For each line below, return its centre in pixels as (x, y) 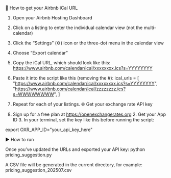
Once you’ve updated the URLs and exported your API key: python (75, 149)
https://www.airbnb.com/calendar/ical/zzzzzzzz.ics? (70, 89)
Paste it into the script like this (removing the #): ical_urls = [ (76, 78)
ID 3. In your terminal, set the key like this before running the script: (83, 120)
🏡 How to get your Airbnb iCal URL (42, 8)
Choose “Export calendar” (40, 53)
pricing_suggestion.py (29, 155)
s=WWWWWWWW (33, 94)
